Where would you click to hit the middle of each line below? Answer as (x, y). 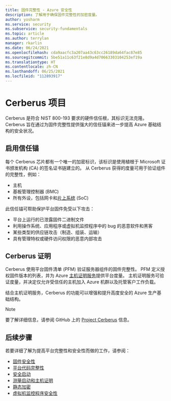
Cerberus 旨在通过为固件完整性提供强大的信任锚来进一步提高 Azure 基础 (81, 124)
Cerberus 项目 (36, 103)
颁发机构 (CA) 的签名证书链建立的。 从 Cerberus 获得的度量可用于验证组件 (88, 168)
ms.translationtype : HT (31, 62)
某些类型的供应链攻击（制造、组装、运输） (57, 232)
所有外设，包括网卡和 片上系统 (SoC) (51, 198)
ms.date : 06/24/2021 (27, 48)
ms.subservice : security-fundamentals (46, 29)
